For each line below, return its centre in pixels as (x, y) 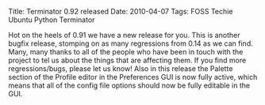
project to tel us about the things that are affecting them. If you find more (127, 60)
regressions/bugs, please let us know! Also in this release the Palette (121, 69)
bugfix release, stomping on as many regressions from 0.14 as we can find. (131, 43)
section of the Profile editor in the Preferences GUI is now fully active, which (133, 77)
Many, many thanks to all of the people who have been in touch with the (126, 52)
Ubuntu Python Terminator (52, 20)
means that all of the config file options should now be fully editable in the (129, 85)
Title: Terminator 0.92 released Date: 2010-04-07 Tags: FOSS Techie (121, 11)
